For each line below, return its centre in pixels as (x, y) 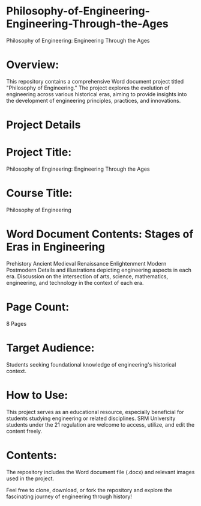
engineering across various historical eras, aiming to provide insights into (97, 94)
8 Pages (16, 323)
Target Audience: (50, 348)
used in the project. (30, 478)
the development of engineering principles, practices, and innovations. (94, 100)
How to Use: (37, 395)
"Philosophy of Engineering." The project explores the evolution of (88, 88)
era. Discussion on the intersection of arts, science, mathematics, (87, 276)
